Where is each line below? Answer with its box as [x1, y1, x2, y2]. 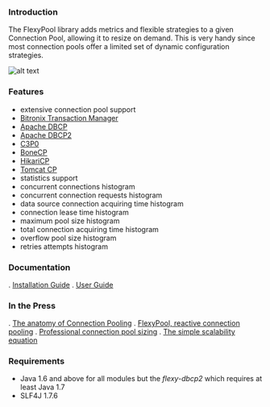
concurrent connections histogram [19, 181, 135, 191]
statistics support [19, 172, 78, 183]
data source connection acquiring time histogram [19, 198, 184, 208]
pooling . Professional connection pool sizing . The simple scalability [8, 327, 235, 337]
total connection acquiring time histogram [19, 224, 160, 234]
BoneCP [19, 147, 48, 157]
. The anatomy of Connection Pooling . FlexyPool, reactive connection [8, 318, 240, 328]
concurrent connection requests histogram [19, 190, 163, 200]
